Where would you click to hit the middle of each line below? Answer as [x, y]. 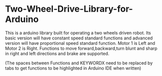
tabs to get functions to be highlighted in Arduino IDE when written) [73, 68]
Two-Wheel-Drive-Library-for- [69, 9]
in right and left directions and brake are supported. [57, 53]
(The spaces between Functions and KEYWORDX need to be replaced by [79, 63]
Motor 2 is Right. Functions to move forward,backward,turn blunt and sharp [81, 48]
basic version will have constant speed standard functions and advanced [79, 38]
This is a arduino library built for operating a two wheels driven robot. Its [78, 33]
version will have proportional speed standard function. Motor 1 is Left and [80, 43]
